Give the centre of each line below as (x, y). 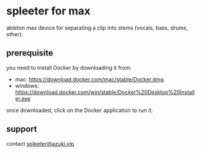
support (22, 129)
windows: (27, 86)
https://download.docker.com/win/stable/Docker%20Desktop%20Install (105, 92)
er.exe (23, 98)
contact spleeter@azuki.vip (40, 143)
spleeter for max (48, 11)
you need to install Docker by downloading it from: (69, 67)
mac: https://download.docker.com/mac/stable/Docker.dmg (89, 79)
